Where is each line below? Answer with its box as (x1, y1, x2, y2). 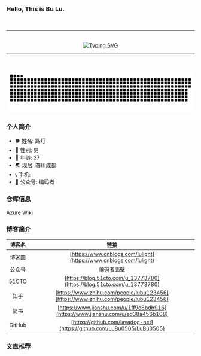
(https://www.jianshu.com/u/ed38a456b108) (56, 310, 169, 317)
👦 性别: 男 (14, 147, 39, 154)
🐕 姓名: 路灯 (14, 137, 46, 145)
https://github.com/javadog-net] (72, 318, 154, 325)
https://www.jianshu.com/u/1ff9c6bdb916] (59, 304, 167, 311)
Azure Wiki (6, 209, 33, 216)
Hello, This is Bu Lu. (6, 5, 65, 13)
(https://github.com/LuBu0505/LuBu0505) (59, 325, 165, 332)
